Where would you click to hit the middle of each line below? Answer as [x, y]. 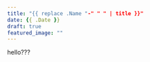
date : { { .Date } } [34, 20]
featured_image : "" [35, 33]
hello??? [19, 52]
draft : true [24, 26]
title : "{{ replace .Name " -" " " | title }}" [75, 13]
